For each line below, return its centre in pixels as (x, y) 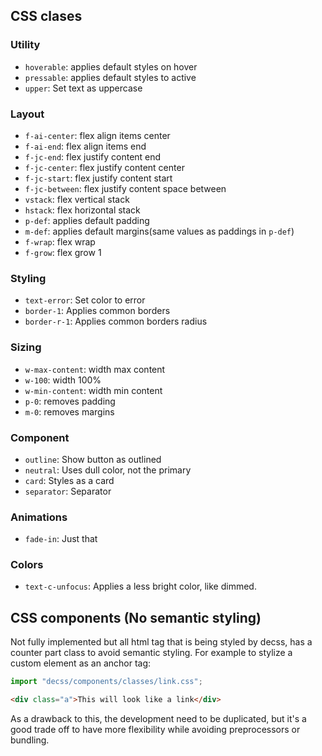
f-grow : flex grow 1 (63, 252)
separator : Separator (68, 491)
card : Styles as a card (69, 480)
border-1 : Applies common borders (97, 311)
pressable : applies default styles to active (110, 77)
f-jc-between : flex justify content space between (125, 188)
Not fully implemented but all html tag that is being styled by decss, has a (161, 642)
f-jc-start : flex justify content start (98, 178)
